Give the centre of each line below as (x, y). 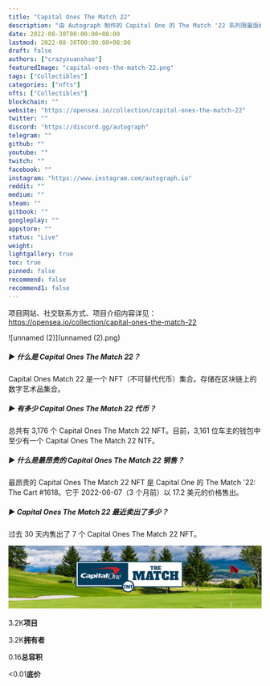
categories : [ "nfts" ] (45, 84)
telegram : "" (30, 136)
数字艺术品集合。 (37, 389)
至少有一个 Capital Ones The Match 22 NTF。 (84, 440)
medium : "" (27, 195)
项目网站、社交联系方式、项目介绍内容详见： (82, 312)
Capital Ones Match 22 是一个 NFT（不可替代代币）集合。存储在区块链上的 (133, 378)
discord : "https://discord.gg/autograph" (79, 127)
